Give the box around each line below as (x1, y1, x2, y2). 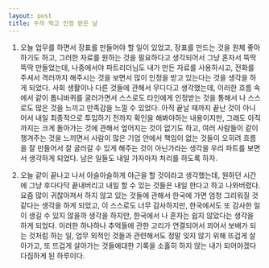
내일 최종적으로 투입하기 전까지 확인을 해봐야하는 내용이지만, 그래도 (35, 113, 246, 122)
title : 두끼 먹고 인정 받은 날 (8, 19, 98, 27)
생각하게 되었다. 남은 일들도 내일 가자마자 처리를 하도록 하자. (28, 153, 218, 163)
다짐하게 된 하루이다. (19, 250, 85, 260)
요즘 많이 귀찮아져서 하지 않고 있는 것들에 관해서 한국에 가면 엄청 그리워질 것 (19, 190, 259, 200)
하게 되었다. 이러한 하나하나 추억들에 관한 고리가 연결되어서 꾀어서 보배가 (19, 221, 248, 230)
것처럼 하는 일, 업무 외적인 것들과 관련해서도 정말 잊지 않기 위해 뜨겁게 (28, 230, 248, 240)
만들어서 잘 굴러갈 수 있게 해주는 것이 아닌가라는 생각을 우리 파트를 (37, 142, 246, 153)
